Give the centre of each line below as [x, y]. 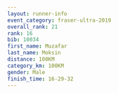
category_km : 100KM [36, 66]
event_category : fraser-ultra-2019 [59, 20]
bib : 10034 [23, 40]
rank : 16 [20, 33]
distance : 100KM [31, 59]
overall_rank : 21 [33, 27]
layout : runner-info [38, 14]
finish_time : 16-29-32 [40, 79]
